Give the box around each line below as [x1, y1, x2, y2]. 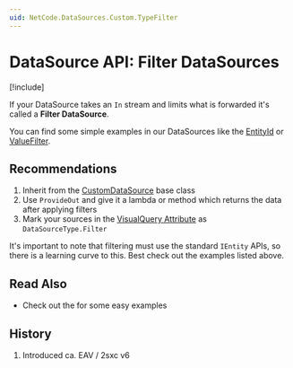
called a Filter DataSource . [9, 109, 109, 119]
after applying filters [22, 204, 98, 215]
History [9, 326, 52, 341]
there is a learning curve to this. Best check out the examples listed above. [9, 250, 285, 261]
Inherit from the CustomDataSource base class [22, 185, 195, 196]
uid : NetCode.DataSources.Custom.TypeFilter [9, 13, 178, 22]
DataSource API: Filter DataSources [9, 51, 280, 72]
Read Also [9, 276, 67, 292]
